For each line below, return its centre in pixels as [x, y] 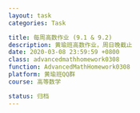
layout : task [30, 16]
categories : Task [37, 23]
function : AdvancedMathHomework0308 [69, 67]
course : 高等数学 [35, 82]
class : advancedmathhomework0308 [64, 60]
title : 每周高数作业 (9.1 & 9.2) [60, 37]
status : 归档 [29, 96]
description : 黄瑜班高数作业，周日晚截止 [70, 45]
